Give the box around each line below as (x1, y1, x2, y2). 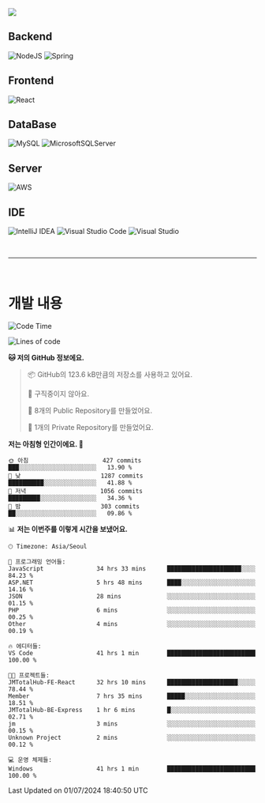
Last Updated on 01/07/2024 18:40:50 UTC (8, 786, 148, 795)
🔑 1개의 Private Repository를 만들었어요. (27, 423, 154, 432)
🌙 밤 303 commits (8, 503, 140, 511)
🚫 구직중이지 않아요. (27, 389, 89, 398)
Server (8, 161, 43, 175)
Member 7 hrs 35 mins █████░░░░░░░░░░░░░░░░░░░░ (8, 692, 256, 700)
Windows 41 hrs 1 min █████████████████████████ (8, 765, 256, 773)
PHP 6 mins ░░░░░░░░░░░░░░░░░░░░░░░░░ (8, 606, 256, 614)
